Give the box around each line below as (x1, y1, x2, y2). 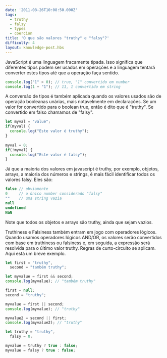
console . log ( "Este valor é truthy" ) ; (10, 128, 89, 134)
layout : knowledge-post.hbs (5, 45, 65, 50)
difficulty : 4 (5, 40, 35, 46)
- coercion (10, 31, 33, 36)
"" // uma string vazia (5, 196, 62, 201)
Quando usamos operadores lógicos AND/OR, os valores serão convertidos (5, 234, 162, 240)
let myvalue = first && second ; (5, 274, 73, 279)
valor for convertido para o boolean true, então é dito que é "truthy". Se (5, 104, 154, 110)
